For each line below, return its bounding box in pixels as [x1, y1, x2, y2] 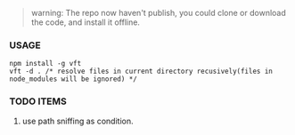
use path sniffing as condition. [21, 115, 134, 126]
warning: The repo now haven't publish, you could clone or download [30, 8, 287, 18]
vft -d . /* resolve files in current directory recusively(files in [9, 67, 274, 76]
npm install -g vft [9, 60, 82, 68]
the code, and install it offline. [30, 17, 141, 28]
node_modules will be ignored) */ [9, 75, 138, 83]
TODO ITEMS [9, 95, 67, 107]
